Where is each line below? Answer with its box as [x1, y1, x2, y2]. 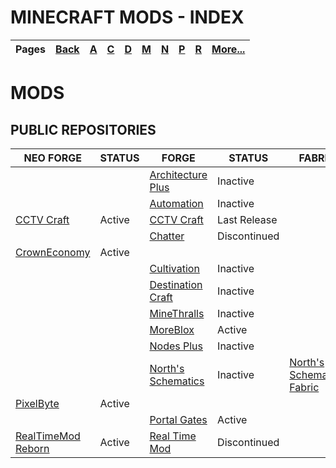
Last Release [217, 212, 278, 226]
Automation [149, 196, 204, 210]
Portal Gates [149, 412, 208, 426]
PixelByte [15, 396, 60, 410]
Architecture [149, 167, 208, 181]
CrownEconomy [15, 245, 91, 259]
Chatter [149, 229, 185, 243]
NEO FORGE [23, 151, 82, 165]
